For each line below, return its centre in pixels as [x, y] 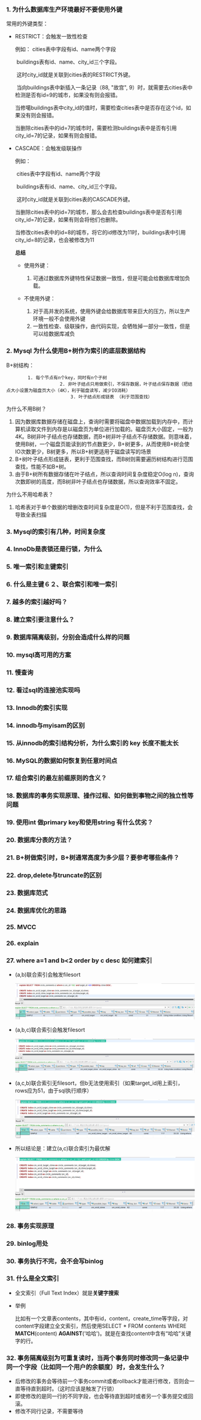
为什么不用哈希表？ [30, 494]
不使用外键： [39, 299]
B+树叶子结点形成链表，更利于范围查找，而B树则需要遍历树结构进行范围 [104, 459]
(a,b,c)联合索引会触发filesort [50, 1030]
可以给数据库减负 [54, 334]
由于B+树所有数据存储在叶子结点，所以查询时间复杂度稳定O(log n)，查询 [104, 474]
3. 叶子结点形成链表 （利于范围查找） [111, 397]
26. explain [23, 943]
